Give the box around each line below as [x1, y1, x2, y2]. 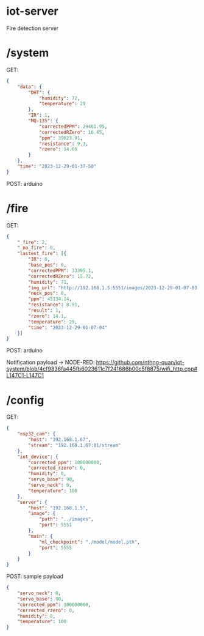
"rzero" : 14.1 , [28, 313, 67, 319]
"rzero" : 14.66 [38, 146, 78, 152]
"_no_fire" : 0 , [17, 245, 56, 251]
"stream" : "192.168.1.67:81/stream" [28, 442, 121, 448]
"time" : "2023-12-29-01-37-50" [17, 163, 97, 169]
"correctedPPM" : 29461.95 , [38, 124, 108, 130]
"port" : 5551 [38, 522, 72, 528]
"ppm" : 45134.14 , [28, 296, 72, 302]
